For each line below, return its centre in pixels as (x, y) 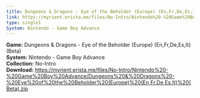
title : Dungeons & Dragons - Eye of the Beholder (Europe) (81, 12)
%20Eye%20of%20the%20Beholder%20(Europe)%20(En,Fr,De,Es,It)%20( (99, 83)
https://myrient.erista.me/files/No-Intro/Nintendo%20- (101, 70)
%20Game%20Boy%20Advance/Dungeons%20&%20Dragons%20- (90, 76)
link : (13, 17)
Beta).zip (17, 89)
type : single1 (24, 22)
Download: (20, 70)
